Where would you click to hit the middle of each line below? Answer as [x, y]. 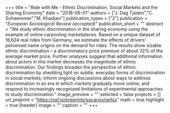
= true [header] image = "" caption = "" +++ [52, 105]
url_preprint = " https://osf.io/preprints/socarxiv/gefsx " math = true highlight [85, 100]
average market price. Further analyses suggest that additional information [84, 56]
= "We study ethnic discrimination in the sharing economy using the [77, 29]
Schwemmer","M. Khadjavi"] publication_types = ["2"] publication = [76, 18]
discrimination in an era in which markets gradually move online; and [77, 83]
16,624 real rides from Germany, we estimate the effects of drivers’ [76, 40]
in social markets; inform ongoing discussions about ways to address [78, 78]
